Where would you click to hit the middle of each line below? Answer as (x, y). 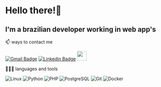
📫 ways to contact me (29, 42)
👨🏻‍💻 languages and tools (32, 69)
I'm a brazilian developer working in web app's (81, 29)
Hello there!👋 (34, 10)
